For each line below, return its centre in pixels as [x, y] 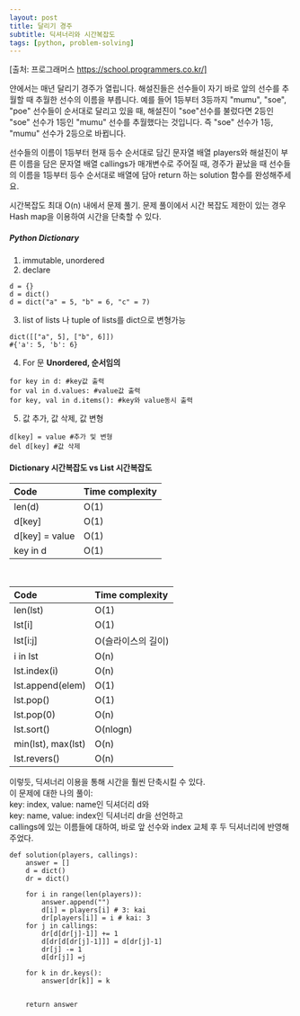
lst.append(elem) [50, 686]
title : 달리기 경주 [41, 26]
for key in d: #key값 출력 [57, 382]
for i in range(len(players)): [84, 895]
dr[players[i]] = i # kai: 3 [96, 918]
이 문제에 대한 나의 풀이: [51, 793]
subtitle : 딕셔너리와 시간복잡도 [62, 34]
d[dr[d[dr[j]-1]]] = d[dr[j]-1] [102, 942]
